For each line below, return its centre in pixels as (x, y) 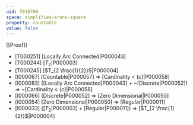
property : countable (32, 23)
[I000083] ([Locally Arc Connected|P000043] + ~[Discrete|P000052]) (101, 83)
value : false (22, 28)
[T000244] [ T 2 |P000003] (46, 64)
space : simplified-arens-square (46, 17)
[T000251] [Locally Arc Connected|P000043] (70, 56)
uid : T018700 (22, 12)
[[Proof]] (17, 45)
